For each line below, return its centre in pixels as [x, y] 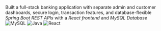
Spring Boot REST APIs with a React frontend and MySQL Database [76, 18]
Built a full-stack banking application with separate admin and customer [81, 7]
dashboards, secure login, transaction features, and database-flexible [78, 12]
